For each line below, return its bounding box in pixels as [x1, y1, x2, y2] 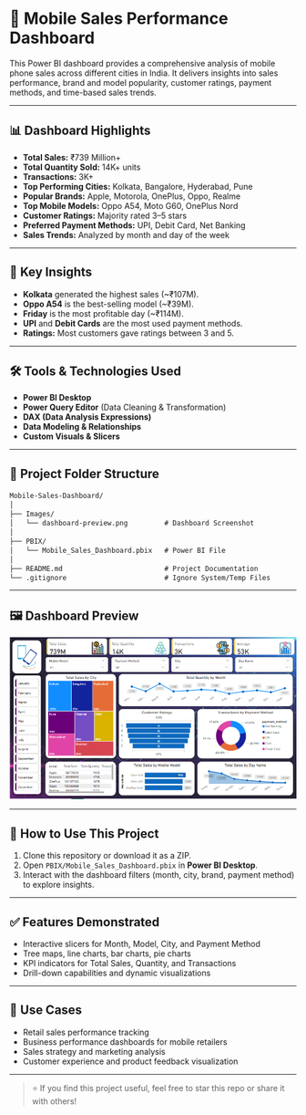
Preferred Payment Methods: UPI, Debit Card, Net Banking [22, 219, 246, 231]
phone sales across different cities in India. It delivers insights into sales [9, 68, 279, 78]
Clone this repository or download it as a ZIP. [22, 850, 192, 861]
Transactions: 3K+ [22, 171, 94, 182]
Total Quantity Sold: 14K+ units [22, 162, 141, 172]
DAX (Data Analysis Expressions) [22, 412, 152, 422]
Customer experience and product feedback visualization [22, 1056, 239, 1067]
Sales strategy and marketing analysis [22, 1046, 166, 1057]
